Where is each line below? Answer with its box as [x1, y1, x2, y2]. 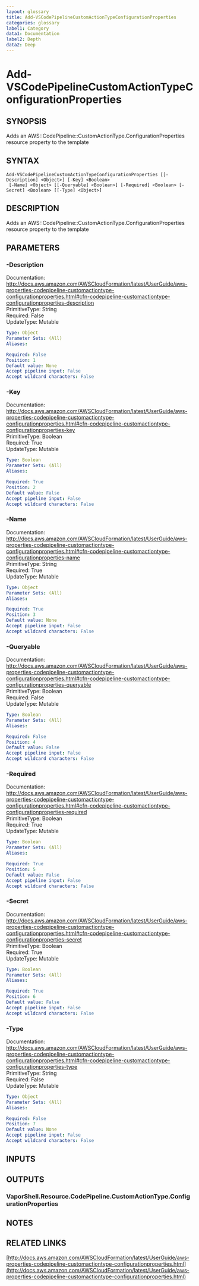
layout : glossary [6, 8, 49, 15]
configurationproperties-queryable [6, 681, 91, 689]
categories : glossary [6, 20, 60, 26]
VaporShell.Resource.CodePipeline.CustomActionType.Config [6, 1192, 191, 1200]
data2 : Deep [6, 42, 36, 48]
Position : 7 [6, 1121, 36, 1127]
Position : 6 [6, 994, 36, 1000]
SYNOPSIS [6, 117, 47, 127]
